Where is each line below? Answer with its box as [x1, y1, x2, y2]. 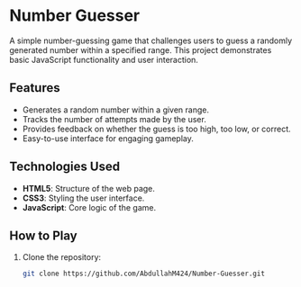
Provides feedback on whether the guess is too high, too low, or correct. [22, 123, 291, 134]
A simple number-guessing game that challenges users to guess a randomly [9, 35, 293, 46]
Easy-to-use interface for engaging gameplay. [22, 132, 194, 144]
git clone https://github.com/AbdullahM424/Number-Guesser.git [22, 269, 266, 279]
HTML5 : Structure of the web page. [22, 183, 156, 193]
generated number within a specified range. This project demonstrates [9, 44, 272, 55]
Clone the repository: [22, 252, 102, 263]
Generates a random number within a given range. [22, 104, 210, 115]
